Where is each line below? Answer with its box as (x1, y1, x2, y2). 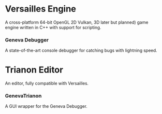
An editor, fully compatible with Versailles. (5, 81, 88, 86)
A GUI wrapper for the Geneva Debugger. (5, 103, 88, 109)
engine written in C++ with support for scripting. (5, 24, 102, 30)
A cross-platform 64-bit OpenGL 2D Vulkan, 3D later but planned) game (5, 19, 148, 25)
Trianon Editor (5, 64, 63, 75)
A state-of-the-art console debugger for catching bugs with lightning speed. (5, 47, 157, 54)
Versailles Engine (5, 3, 76, 14)
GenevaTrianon (5, 93, 42, 100)
